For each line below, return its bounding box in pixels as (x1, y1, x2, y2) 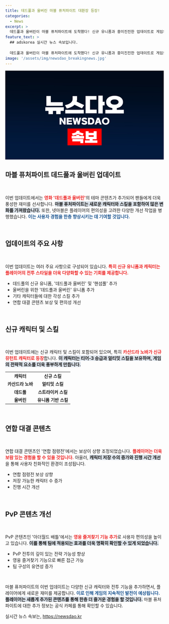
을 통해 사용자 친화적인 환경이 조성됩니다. (5, 461, 86, 467)
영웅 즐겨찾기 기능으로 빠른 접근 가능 (12, 557, 84, 563)
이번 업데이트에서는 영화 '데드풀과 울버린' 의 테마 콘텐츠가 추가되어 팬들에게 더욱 (5, 194, 161, 200)
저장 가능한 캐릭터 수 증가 (12, 478, 63, 484)
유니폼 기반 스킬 (37, 397, 68, 403)
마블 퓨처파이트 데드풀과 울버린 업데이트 (5, 171, 121, 179)
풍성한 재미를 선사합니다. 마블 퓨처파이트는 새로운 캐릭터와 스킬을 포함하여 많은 (5, 201, 158, 207)
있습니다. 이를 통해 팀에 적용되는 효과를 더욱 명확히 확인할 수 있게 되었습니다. (10, 540, 159, 546)
